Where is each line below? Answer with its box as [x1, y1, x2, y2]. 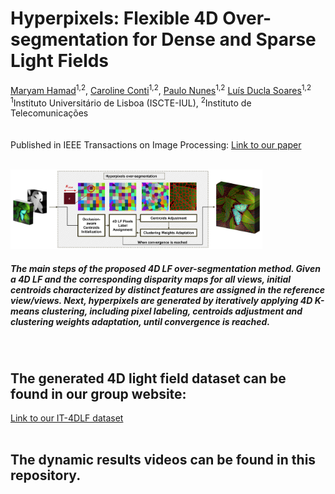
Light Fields [10, 50, 110, 72]
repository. [10, 467, 82, 484]
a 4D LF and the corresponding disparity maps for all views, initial [10, 273, 292, 285]
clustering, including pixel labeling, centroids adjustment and [41, 305, 303, 317]
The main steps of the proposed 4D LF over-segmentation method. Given [10, 262, 321, 274]
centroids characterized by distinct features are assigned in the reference [10, 283, 326, 296]
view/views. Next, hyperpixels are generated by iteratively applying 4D [10, 294, 313, 306]
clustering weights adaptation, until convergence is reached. [10, 315, 271, 327]
